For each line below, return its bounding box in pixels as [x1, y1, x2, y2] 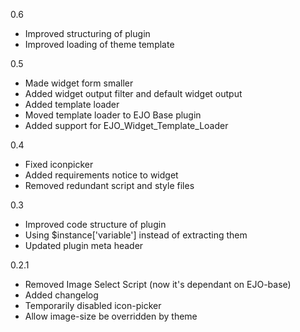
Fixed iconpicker [24, 159, 94, 170]
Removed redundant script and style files [24, 180, 195, 191]
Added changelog [24, 289, 99, 301]
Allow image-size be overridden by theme [24, 310, 198, 322]
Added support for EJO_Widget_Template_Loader [24, 120, 229, 131]
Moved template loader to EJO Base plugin [24, 109, 202, 121]
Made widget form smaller [24, 77, 134, 89]
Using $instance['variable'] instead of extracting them [24, 229, 248, 241]
